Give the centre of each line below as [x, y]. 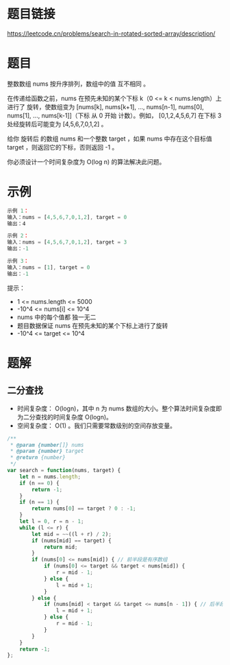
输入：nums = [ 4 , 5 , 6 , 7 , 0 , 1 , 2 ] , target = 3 [67, 242]
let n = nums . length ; [50, 477]
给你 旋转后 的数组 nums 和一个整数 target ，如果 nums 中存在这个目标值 [110, 139]
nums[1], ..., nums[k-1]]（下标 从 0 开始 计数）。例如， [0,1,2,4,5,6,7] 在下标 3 [114, 115]
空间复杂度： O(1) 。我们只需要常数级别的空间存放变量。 [97, 425]
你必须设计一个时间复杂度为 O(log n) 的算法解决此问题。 [86, 161]
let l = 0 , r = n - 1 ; [52, 522]
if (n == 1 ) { [39, 502]
